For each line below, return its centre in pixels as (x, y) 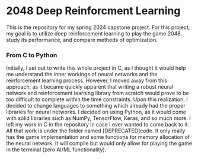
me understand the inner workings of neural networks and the (82, 74)
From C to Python (32, 55)
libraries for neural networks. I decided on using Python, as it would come (96, 112)
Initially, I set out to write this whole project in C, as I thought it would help (96, 68)
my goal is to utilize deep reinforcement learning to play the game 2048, (94, 33)
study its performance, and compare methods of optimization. (82, 40)
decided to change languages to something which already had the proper (96, 106)
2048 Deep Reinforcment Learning (93, 11)
